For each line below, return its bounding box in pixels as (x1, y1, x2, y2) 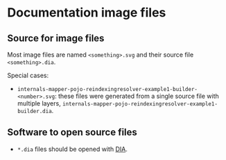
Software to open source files (7, 126, 137, 139)
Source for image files (7, 32, 105, 44)
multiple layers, (17, 99, 61, 108)
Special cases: (7, 71, 49, 79)
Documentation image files (7, 5, 166, 21)
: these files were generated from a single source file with (54, 92, 220, 100)
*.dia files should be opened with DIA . (17, 145, 128, 153)
